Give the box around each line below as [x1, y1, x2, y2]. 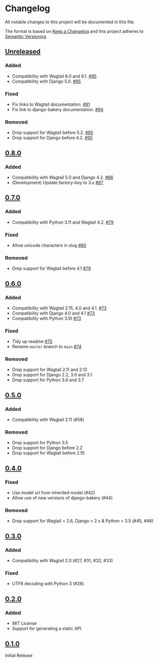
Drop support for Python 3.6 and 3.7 [12, 377, 85, 383]
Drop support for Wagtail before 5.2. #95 [12, 129, 93, 136]
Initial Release [5, 652, 33, 658]
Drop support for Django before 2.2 [12, 445, 83, 451]
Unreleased [5, 48, 41, 56]
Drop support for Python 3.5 [12, 440, 69, 446]
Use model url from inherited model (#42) [12, 490, 95, 496]
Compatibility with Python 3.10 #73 [12, 315, 81, 321]
